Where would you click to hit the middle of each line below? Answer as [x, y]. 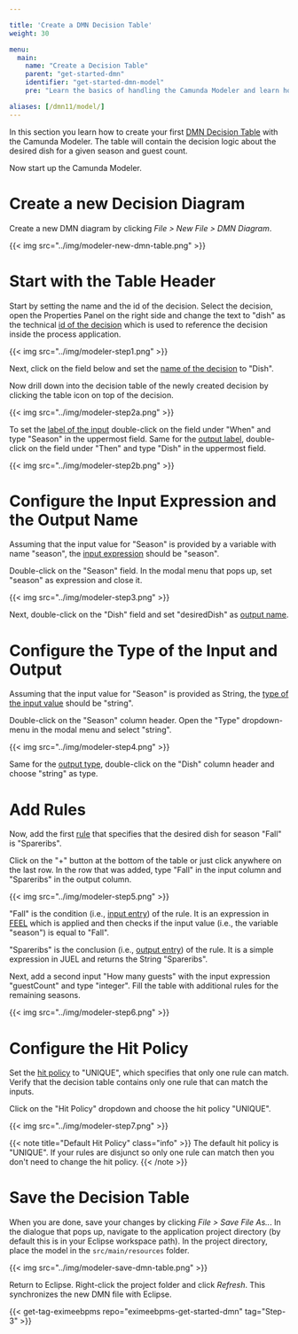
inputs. [22, 1092]
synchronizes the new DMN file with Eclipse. [90, 1294]
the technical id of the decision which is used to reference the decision [139, 324]
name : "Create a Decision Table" [87, 66]
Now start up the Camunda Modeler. [75, 168]
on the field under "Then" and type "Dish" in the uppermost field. [147, 448]
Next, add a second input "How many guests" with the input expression [140, 977]
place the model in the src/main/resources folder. [99, 1251]
